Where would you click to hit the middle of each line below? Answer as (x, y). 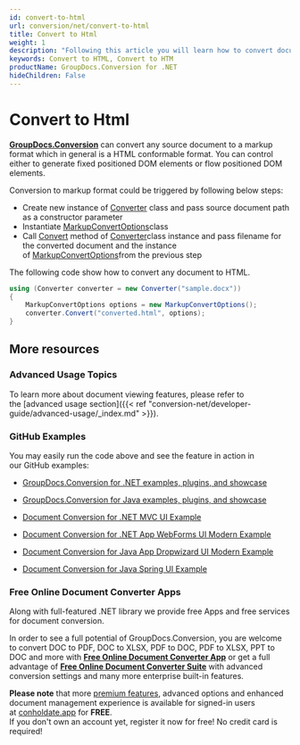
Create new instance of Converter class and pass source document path (156, 207)
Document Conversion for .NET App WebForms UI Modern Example (146, 534)
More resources (54, 349)
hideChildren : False (48, 76)
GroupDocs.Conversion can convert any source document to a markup (141, 145)
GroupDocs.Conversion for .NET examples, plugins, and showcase (145, 483)
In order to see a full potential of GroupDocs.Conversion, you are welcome (146, 638)
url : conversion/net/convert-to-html (79, 26)
